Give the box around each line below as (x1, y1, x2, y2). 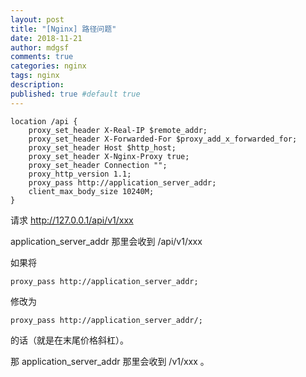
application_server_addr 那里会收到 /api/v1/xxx (10, 235, 203, 247)
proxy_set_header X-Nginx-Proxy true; (28, 151, 190, 161)
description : (10, 80, 65, 90)
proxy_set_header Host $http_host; (28, 142, 177, 153)
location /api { (10, 116, 78, 126)
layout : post (10, 14, 65, 25)
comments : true (10, 52, 74, 62)
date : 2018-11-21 (10, 33, 83, 43)
